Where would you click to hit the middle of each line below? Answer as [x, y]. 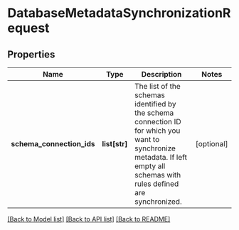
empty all [150, 166]
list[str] [115, 144]
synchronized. [159, 202]
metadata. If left [161, 157]
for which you [158, 131]
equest [28, 28]
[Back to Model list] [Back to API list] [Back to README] [89, 219]
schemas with [158, 175]
